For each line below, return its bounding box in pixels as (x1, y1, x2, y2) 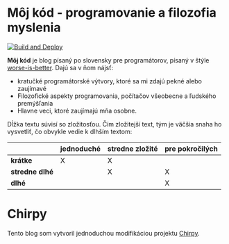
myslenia (7, 19, 61, 35)
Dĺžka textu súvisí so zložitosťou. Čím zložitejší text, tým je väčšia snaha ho (7, 120, 222, 128)
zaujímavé (17, 84, 47, 92)
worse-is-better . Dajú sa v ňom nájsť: (7, 63, 114, 72)
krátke (10, 155, 33, 165)
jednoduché (60, 144, 101, 154)
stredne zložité (107, 144, 158, 154)
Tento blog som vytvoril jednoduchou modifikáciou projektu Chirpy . (7, 229, 200, 237)
